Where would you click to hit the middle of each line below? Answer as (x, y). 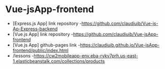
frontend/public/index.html (40, 50)
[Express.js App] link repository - (47, 23)
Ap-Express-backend (35, 28)
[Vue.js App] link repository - (43, 34)
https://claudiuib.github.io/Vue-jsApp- (120, 45)
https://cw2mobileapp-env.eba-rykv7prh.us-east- (86, 56)
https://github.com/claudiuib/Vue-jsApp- (115, 34)
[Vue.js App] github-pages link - (46, 45)
